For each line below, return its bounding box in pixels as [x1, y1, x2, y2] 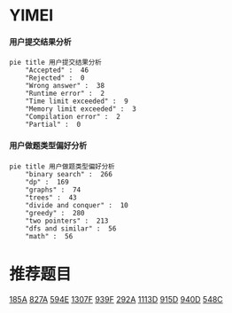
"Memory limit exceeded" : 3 [25, 105, 137, 113]
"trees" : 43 [25, 192, 77, 202]
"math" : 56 [25, 231, 73, 240]
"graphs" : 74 [25, 185, 81, 194]
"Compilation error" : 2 [25, 113, 121, 121]
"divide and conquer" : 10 [25, 200, 128, 209]
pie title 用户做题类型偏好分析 [9, 161, 115, 171]
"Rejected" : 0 [25, 74, 86, 82]
